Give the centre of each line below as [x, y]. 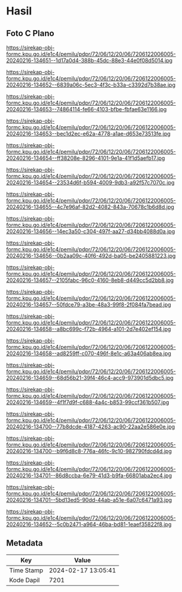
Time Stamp [26, 570]
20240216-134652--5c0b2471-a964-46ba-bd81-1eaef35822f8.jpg [89, 524]
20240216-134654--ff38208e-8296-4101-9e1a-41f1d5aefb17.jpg [86, 158]
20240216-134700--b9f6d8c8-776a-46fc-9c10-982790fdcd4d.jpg [89, 451]
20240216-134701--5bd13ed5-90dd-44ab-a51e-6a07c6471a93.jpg [89, 500]
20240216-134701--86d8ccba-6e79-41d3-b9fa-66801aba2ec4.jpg [89, 475]
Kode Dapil [25, 580]
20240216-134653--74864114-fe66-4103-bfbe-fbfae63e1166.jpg [87, 109]
